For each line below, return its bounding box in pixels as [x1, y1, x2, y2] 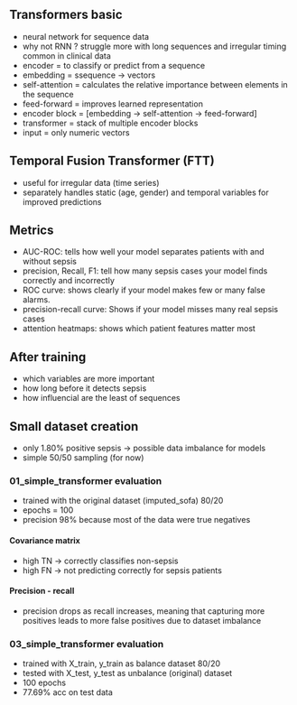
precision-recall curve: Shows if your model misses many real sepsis [22, 304, 278, 315]
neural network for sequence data [22, 31, 150, 42]
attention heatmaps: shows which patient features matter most [22, 323, 255, 334]
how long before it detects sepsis [22, 383, 147, 394]
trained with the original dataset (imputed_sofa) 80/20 [22, 496, 224, 506]
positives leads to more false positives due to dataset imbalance [22, 615, 262, 626]
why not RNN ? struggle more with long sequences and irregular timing [22, 41, 287, 51]
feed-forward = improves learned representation [22, 98, 203, 109]
